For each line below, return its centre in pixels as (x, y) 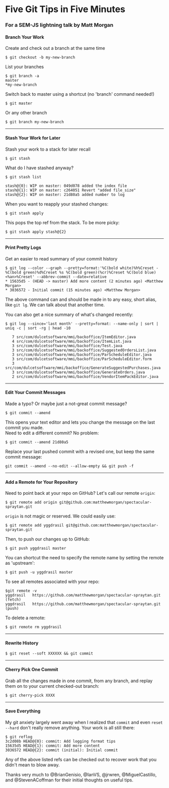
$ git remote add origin (31, 502)
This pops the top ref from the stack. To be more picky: (62, 222)
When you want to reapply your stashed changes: (57, 204)
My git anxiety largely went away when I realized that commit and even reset (84, 722)
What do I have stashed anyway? (39, 168)
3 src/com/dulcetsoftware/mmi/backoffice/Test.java (67, 346)
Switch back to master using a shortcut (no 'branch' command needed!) (80, 94)
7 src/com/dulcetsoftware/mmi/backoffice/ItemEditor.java (74, 337)
